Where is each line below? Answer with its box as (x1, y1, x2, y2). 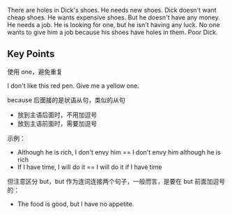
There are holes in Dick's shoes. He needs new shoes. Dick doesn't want (7, 6, 217, 14)
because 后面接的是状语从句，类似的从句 (7, 95, 125, 104)
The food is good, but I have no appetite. (17, 200, 134, 208)
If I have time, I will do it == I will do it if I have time (17, 163, 162, 171)
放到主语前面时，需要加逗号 (17, 119, 98, 127)
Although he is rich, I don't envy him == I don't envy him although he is (17, 148, 221, 156)
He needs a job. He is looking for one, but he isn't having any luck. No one (7, 21, 220, 29)
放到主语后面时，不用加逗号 (17, 111, 98, 119)
